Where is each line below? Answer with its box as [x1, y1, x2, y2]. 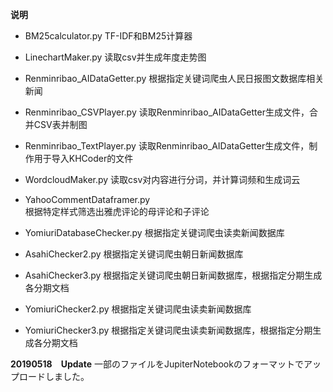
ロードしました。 [18, 371, 90, 382]
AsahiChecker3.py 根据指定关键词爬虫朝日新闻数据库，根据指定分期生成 [24, 269, 323, 281]
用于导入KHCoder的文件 [33, 153, 134, 164]
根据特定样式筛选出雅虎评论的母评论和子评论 [24, 206, 210, 217]
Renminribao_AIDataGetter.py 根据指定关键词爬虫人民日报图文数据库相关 [24, 73, 325, 84]
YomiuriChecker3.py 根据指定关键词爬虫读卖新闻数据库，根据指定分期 [24, 324, 313, 336]
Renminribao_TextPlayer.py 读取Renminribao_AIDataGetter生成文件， [24, 140, 310, 152]
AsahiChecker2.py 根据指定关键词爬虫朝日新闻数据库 [24, 248, 244, 260]
